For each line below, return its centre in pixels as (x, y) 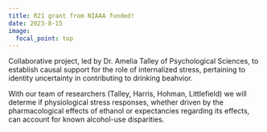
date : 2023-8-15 (35, 23)
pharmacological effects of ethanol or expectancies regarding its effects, (129, 111)
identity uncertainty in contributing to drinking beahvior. (101, 78)
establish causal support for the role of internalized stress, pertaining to (127, 70)
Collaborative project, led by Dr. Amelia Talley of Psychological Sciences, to (133, 61)
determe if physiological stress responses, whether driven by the (116, 102)
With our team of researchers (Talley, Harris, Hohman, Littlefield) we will (127, 94)
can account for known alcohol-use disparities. (86, 120)
